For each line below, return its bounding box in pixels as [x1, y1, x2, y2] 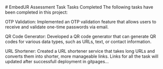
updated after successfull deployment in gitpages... [5, 59, 109, 64]
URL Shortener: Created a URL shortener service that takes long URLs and [5, 48, 155, 54]
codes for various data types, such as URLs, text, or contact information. [5, 39, 152, 45]
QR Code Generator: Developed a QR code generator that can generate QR [5, 34, 156, 39]
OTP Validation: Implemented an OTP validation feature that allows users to [5, 19, 157, 24]
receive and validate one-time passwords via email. [5, 24, 109, 30]
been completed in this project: [5, 9, 68, 15]
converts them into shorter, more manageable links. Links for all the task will [5, 53, 159, 59]
